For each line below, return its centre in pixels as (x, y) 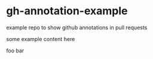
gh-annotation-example (67, 11)
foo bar (15, 50)
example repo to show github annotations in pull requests (77, 27)
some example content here (41, 39)
